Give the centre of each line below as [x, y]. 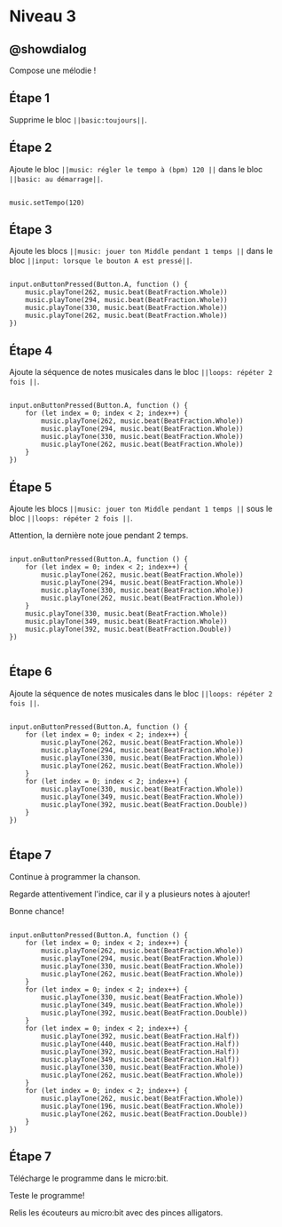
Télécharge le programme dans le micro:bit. [89, 1178]
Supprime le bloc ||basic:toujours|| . [78, 120]
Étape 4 [31, 351]
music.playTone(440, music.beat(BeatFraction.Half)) [141, 1044]
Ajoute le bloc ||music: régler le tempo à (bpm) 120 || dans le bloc [136, 169]
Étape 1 [30, 98]
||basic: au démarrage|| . [56, 179]
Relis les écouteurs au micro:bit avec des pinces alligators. [116, 1212]
